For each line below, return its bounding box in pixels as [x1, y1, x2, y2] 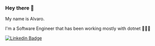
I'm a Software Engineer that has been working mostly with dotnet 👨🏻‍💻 [5, 25, 151, 31]
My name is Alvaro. [5, 16, 45, 22]
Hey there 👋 [5, 4, 34, 11]
